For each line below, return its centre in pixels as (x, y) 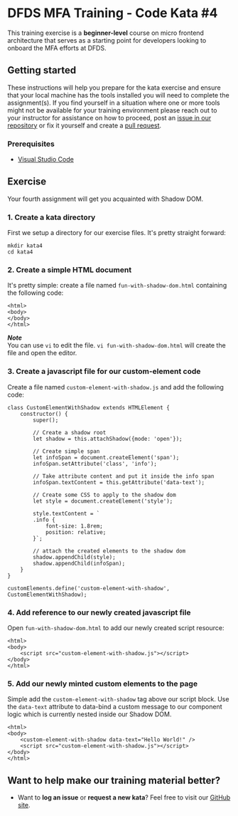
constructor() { (44, 414)
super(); (46, 420)
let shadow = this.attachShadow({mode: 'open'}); (108, 439)
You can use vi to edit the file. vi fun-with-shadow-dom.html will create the (117, 345)
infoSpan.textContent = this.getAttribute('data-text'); (119, 482)
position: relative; (76, 532)
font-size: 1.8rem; (74, 526)
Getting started (42, 70)
